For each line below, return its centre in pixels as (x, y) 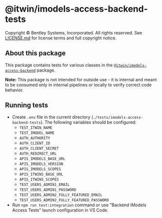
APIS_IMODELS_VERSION (41, 164)
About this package (35, 53)
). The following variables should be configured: (89, 122)
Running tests (27, 105)
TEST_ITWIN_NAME (36, 127)
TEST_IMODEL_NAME (37, 133)
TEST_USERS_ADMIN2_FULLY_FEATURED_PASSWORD (64, 200)
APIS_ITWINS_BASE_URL (41, 174)
